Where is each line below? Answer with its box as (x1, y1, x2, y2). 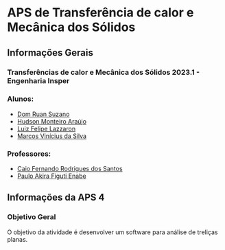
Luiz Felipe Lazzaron (16, 124, 76, 133)
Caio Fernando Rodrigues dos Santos (16, 165, 123, 173)
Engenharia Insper (7, 76, 70, 85)
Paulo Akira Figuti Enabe (16, 172, 87, 180)
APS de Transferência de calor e (7, 5, 194, 21)
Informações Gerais (7, 47, 94, 58)
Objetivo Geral (7, 212, 56, 222)
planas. (7, 235, 28, 243)
